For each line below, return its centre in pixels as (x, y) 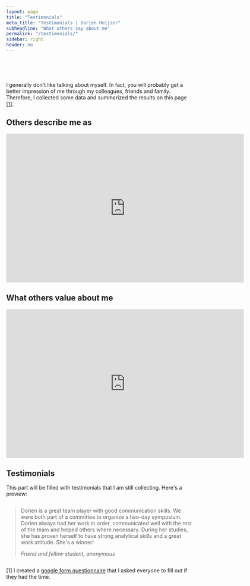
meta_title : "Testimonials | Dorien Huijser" (63, 23)
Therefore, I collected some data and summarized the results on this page (96, 97)
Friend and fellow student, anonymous (68, 554)
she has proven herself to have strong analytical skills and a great (101, 536)
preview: (17, 494)
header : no (20, 45)
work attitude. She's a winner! (57, 543)
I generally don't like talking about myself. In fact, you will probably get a (95, 84)
